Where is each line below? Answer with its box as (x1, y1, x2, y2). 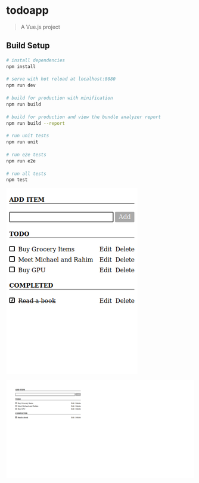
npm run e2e (6, 158, 36, 164)
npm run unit (6, 139, 39, 145)
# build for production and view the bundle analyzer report (6, 114, 161, 120)
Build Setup (6, 41, 50, 51)
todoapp (6, 4, 49, 17)
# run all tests (6, 171, 46, 177)
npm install (6, 63, 36, 69)
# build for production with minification (6, 95, 113, 101)
